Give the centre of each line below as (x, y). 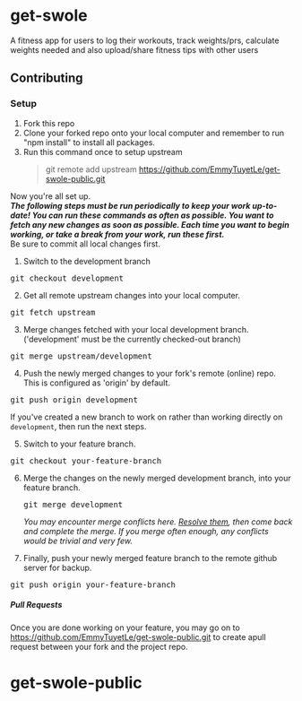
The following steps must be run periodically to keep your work (130, 205)
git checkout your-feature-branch (86, 461)
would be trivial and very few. (78, 541)
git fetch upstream (53, 312)
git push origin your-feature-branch (93, 584)
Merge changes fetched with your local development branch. (136, 329)
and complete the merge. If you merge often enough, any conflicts (146, 531)
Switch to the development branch (87, 261)
